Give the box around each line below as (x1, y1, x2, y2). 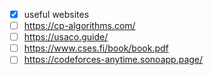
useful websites (23, 9, 90, 20)
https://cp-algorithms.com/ (23, 20, 136, 32)
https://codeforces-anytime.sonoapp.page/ (23, 54, 204, 66)
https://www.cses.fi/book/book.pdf (23, 42, 169, 54)
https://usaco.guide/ (23, 31, 109, 43)
